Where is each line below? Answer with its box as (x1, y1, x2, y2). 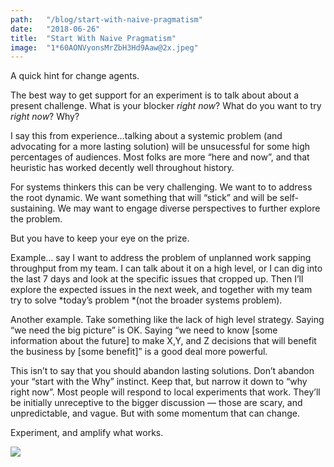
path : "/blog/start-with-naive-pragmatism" (10, 14, 203, 25)
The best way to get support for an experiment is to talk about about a (10, 89, 300, 101)
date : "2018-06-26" (10, 24, 101, 34)
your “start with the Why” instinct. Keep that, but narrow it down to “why (10, 376, 308, 388)
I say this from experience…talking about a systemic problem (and (10, 130, 283, 142)
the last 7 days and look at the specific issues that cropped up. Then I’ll (10, 273, 304, 285)
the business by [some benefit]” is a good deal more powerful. (10, 346, 268, 358)
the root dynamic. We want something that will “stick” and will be (10, 192, 278, 204)
